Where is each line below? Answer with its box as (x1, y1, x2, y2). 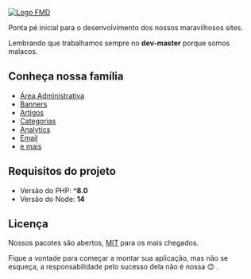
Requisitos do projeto (8, 165, 117, 178)
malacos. (8, 47, 38, 56)
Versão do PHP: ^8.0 (19, 185, 89, 195)
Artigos (19, 107, 44, 117)
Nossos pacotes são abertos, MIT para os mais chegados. (8, 238, 199, 248)
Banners (19, 99, 48, 109)
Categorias (19, 116, 56, 126)
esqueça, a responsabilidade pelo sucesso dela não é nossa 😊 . (8, 262, 218, 272)
